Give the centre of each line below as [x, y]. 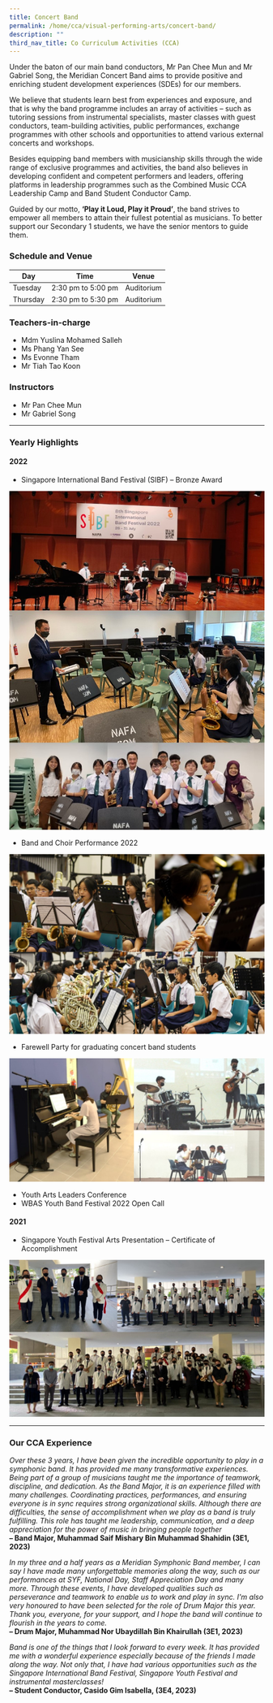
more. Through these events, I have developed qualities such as [116, 1588]
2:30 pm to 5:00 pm [85, 288]
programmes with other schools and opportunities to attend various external [136, 135]
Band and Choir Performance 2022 [79, 843]
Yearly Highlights [44, 442]
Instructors [32, 388]
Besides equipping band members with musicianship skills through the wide [136, 159]
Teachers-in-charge [50, 323]
